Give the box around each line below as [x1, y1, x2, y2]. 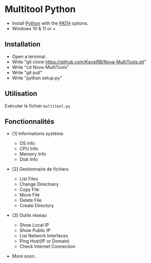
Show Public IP [19, 227, 51, 233]
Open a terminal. [12, 53, 47, 59]
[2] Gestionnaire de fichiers [12, 166, 69, 172]
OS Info [19, 140, 36, 146]
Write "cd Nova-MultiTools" [12, 64, 69, 70]
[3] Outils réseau [12, 212, 47, 218]
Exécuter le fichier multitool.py [5, 103, 71, 109]
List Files [19, 176, 38, 182]
